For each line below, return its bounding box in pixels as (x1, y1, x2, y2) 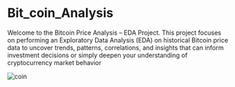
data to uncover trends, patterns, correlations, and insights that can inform (7, 43, 224, 52)
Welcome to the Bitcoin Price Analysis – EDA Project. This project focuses (7, 28, 222, 37)
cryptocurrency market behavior (7, 58, 102, 66)
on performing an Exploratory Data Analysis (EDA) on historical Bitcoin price (7, 35, 229, 44)
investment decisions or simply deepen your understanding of (7, 51, 188, 59)
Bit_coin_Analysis (7, 5, 114, 21)
